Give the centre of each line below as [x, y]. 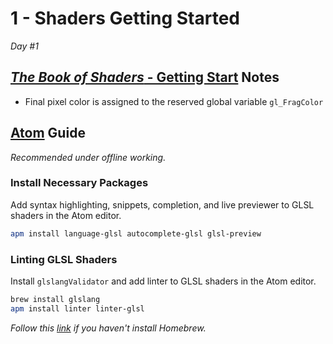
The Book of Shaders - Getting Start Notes [145, 77]
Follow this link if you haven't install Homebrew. [108, 328]
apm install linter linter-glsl [77, 308]
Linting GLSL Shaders [64, 259]
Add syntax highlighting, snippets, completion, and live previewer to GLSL [162, 204]
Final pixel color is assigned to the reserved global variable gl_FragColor [174, 101]
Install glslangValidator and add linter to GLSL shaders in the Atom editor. [163, 281]
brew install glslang [55, 300]
